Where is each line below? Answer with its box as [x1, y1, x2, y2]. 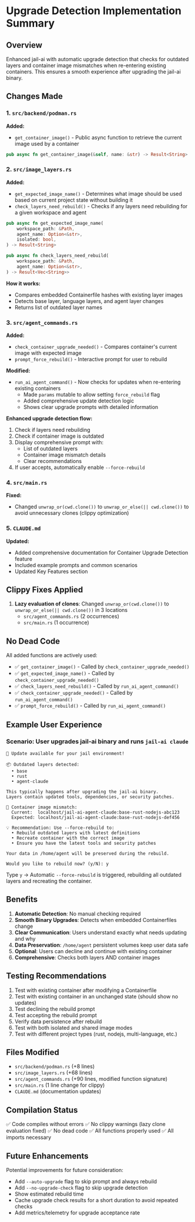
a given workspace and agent [14, 209, 87, 216]
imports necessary [6, 1134, 52, 1141]
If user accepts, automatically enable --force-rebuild [14, 464, 145, 471]
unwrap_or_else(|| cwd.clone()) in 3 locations [14, 607, 128, 614]
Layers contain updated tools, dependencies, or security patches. [6, 794, 175, 800]
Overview [6, 40, 43, 50]
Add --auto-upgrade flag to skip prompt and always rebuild [14, 1178, 157, 1185]
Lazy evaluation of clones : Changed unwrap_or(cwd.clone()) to [14, 600, 169, 607]
